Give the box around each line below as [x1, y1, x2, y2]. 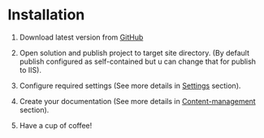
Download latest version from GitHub [19, 32, 144, 42]
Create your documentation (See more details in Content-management [19, 96, 257, 106]
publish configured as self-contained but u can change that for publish [19, 56, 257, 66]
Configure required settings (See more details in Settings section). [19, 81, 241, 90]
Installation [7, 6, 85, 24]
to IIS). [19, 65, 42, 74]
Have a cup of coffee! [19, 120, 93, 130]
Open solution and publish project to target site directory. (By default [19, 48, 249, 57]
